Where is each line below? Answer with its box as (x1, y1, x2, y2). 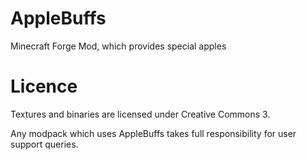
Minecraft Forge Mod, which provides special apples (10, 40, 227, 52)
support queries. (10, 138, 79, 150)
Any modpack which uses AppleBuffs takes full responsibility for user (10, 127, 297, 139)
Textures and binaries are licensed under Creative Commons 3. (10, 108, 271, 120)
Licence (10, 75, 78, 98)
